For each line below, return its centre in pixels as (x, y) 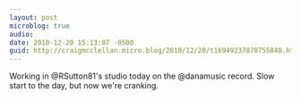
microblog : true (39, 26)
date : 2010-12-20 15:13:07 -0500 (72, 42)
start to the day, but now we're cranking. (84, 86)
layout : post (34, 17)
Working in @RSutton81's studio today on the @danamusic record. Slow (142, 76)
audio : (21, 34)
